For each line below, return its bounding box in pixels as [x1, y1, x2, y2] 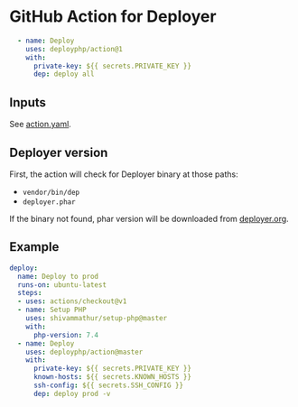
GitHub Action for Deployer [9, 6, 217, 27]
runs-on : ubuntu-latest [17, 280, 107, 290]
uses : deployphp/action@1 [25, 44, 124, 53]
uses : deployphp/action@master [25, 347, 144, 356]
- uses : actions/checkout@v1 [17, 297, 127, 306]
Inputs [9, 95, 47, 110]
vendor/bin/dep [22, 188, 80, 197]
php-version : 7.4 [33, 330, 99, 339]
